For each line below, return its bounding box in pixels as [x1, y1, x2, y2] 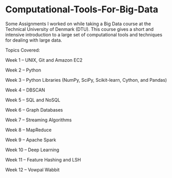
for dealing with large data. [5, 37, 63, 43]
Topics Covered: [5, 47, 40, 53]
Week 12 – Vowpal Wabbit [5, 166, 60, 173]
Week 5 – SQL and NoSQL [5, 97, 61, 103]
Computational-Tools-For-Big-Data [5, 4, 158, 15]
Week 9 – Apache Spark [5, 136, 56, 143]
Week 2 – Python [5, 67, 41, 73]
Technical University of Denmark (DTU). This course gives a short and [5, 26, 154, 32]
